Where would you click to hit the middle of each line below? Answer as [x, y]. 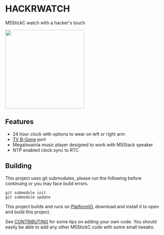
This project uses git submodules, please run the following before [73, 178]
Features [19, 122]
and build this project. [28, 212]
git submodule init [26, 193]
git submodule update [28, 197]
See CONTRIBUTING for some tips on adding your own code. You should [81, 221]
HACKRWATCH [38, 9]
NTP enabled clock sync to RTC [46, 150]
